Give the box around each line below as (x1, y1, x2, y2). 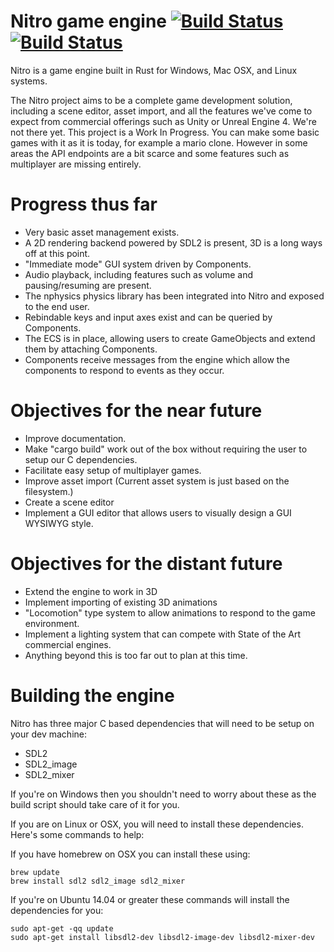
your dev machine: (10, 728, 88, 740)
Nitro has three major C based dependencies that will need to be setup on (10, 717, 315, 729)
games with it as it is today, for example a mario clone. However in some (10, 136, 308, 149)
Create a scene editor (24, 496, 115, 508)
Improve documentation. (24, 432, 127, 444)
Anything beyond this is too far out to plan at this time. (24, 649, 248, 661)
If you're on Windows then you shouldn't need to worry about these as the (10, 788, 317, 800)
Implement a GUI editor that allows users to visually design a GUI (24, 506, 292, 519)
